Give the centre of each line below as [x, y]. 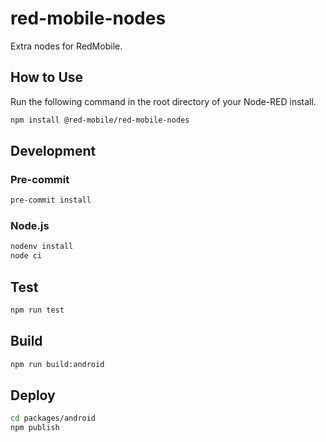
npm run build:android [57, 364]
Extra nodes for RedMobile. [66, 46]
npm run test [37, 310]
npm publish [35, 428]
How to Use [47, 77]
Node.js [30, 226]
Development [53, 151]
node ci [26, 256]
